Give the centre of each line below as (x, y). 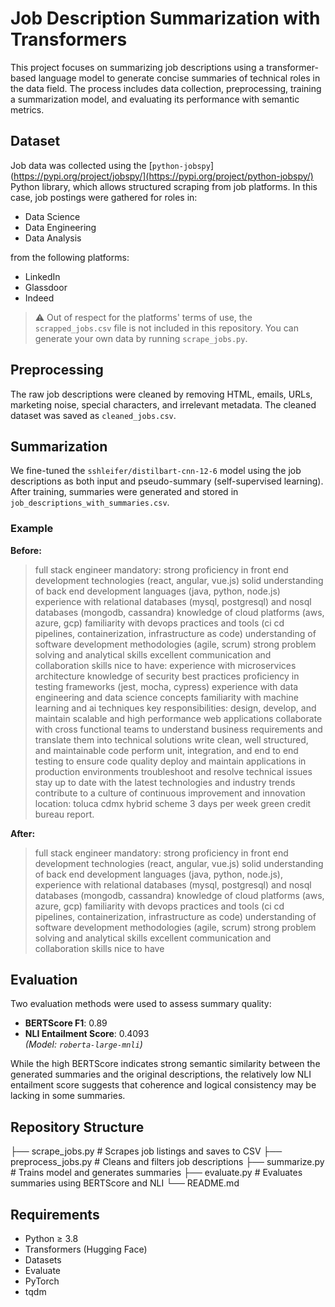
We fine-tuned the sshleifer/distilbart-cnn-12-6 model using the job (156, 471)
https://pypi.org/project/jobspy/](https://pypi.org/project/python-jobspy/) (163, 176)
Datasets (43, 1260)
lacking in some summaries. (68, 1096)
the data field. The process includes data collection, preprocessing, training (166, 88)
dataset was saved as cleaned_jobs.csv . (93, 415)
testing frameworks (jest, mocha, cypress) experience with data (166, 686)
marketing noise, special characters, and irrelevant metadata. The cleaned (163, 404)
